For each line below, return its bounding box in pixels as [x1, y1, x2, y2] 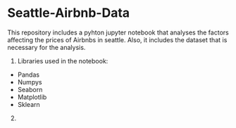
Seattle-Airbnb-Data [7, 5, 130, 21]
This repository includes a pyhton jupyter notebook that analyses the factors [7, 28, 229, 37]
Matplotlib [17, 93, 47, 101]
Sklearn [17, 100, 40, 108]
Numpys [17, 77, 42, 86]
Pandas [17, 70, 40, 79]
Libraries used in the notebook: [17, 56, 108, 65]
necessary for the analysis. [7, 43, 86, 51]
